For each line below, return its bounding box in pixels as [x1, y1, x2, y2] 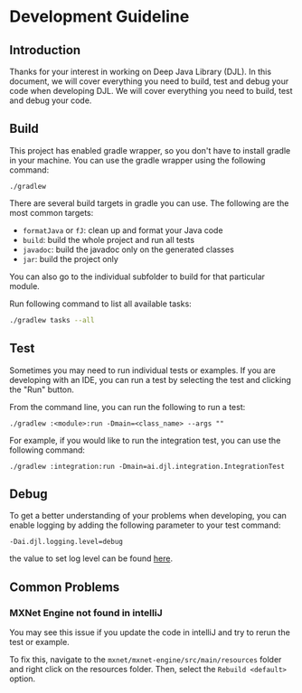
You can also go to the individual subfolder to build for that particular [9, 271, 265, 282]
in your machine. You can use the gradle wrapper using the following [9, 155, 266, 165]
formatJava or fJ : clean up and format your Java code [22, 224, 223, 236]
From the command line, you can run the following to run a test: [9, 401, 246, 412]
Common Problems [9, 579, 120, 595]
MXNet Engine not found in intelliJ [9, 606, 163, 619]
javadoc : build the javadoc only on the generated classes [22, 244, 235, 255]
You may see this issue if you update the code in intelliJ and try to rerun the [9, 627, 291, 638]
